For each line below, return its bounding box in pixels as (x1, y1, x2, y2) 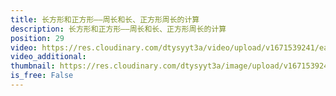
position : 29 (10, 33, 65, 43)
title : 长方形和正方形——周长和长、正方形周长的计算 (10, 14, 200, 25)
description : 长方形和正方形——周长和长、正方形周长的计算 (10, 24, 227, 34)
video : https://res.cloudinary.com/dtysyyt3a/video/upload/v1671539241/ (10, 42, 320, 53)
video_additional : (10, 52, 87, 62)
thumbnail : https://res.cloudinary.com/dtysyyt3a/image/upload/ (10, 61, 284, 71)
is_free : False (10, 71, 74, 81)
